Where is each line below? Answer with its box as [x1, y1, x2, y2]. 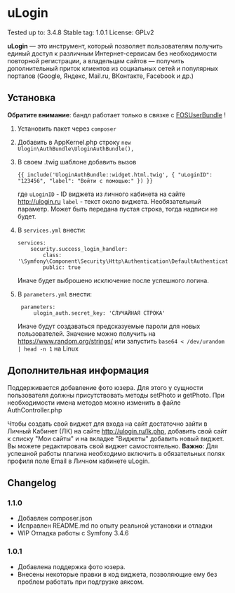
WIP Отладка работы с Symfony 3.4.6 [17, 529, 129, 537]
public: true [43, 263, 81, 271]
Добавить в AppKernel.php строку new [17, 138, 131, 146]
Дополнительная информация [7, 365, 149, 377]
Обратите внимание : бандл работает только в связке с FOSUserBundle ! [7, 110, 226, 119]
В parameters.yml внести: [17, 289, 93, 298]
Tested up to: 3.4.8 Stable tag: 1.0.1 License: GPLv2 [7, 28, 154, 37]
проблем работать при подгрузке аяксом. [17, 578, 145, 586]
